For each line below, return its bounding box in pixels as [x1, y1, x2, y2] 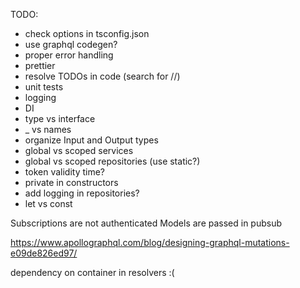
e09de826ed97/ [10, 247, 78, 259]
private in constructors [24, 177, 119, 188]
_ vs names [24, 124, 72, 135]
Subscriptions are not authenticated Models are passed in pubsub [10, 217, 283, 229]
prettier [24, 60, 56, 71]
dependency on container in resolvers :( [10, 267, 175, 278]
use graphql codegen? [24, 39, 118, 50]
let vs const [24, 198, 73, 209]
